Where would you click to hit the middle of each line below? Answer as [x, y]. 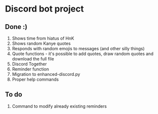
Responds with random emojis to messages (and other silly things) [78, 49]
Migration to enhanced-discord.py [46, 74]
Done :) [16, 27]
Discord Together [29, 64]
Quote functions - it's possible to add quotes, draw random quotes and [83, 54]
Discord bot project [44, 9]
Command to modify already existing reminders [59, 106]
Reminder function [30, 69]
